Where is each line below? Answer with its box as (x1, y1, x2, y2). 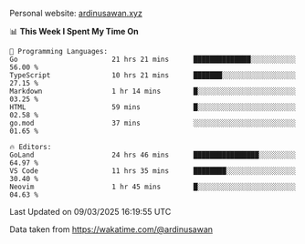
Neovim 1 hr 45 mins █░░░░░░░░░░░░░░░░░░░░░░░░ (9, 182, 297, 191)
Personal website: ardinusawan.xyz (9, 8, 143, 18)
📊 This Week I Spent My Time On (9, 26, 139, 36)
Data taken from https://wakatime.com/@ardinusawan (9, 224, 213, 235)
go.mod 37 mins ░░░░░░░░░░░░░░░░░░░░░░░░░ (9, 118, 297, 127)
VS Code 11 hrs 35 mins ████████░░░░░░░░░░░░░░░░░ (9, 167, 297, 176)
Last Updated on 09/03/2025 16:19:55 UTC (9, 207, 172, 217)
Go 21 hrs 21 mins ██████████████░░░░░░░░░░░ (9, 55, 297, 64)
